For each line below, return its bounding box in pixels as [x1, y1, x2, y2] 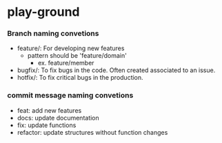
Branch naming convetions [7, 29, 99, 38]
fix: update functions [17, 121, 77, 129]
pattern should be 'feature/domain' [27, 52, 128, 60]
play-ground [7, 4, 80, 20]
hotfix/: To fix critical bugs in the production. [17, 74, 143, 82]
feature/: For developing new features [17, 44, 125, 52]
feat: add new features [17, 106, 82, 114]
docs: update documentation [17, 113, 100, 122]
